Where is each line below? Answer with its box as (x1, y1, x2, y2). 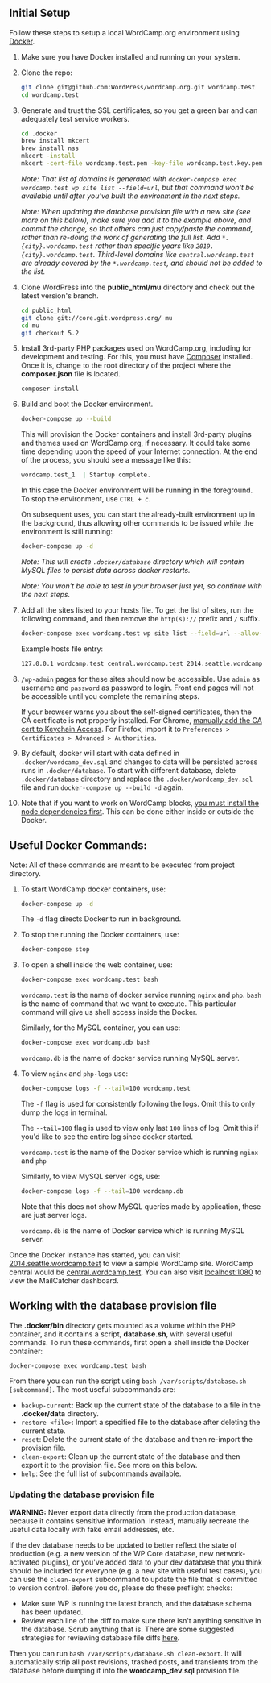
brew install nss (20, 144, 80, 152)
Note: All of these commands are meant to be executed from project (9, 860, 236, 870)
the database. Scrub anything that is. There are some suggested (20, 1624, 235, 1634)
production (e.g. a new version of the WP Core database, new (9, 1548, 214, 1558)
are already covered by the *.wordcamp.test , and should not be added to (20, 258, 263, 268)
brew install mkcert (20, 137, 90, 145)
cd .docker (20, 129, 58, 138)
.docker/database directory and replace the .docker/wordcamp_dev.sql (20, 774, 253, 783)
